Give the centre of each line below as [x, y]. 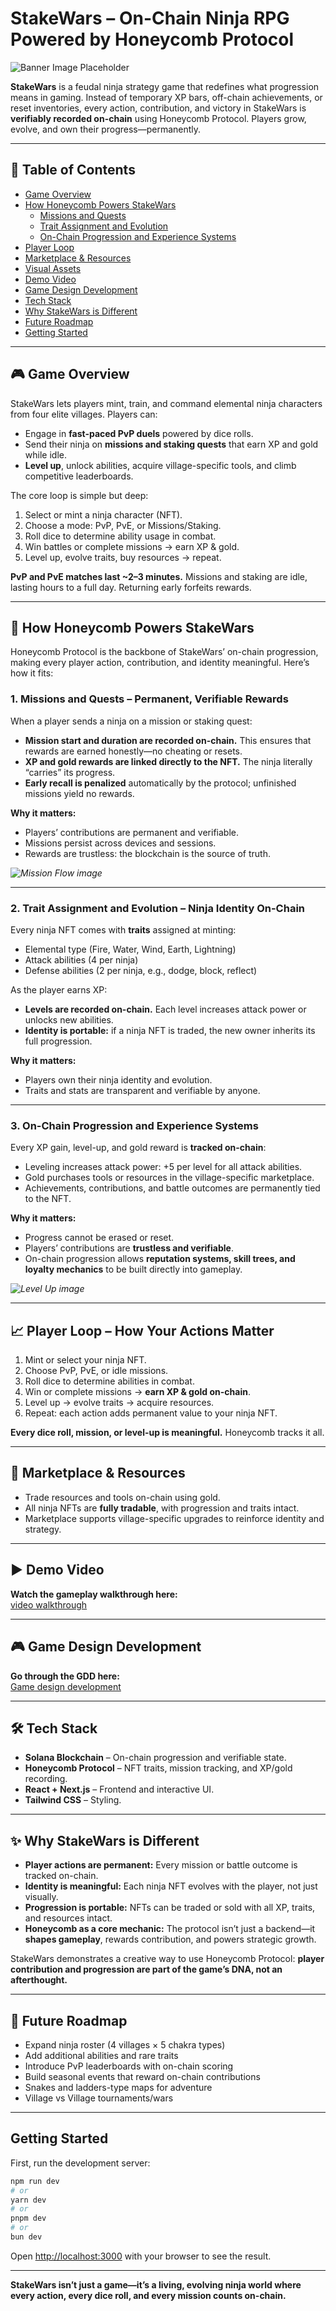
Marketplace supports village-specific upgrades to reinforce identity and [174, 1518]
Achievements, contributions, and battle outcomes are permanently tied [172, 1188]
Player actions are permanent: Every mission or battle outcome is [161, 1865]
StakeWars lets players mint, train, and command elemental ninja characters [166, 403]
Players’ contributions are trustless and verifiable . [129, 1248]
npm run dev [35, 2181]
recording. [46, 1779]
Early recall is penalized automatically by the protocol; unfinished [160, 783]
